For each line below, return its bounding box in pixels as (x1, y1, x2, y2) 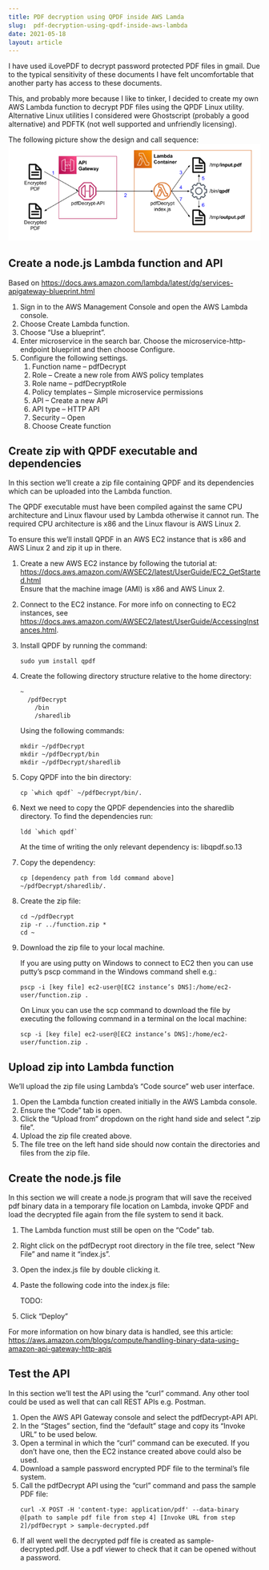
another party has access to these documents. (8, 79, 163, 88)
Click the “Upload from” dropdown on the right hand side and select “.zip (19, 1114, 261, 1124)
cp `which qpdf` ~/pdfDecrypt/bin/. (19, 789, 143, 797)
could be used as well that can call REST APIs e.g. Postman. (8, 1397, 207, 1407)
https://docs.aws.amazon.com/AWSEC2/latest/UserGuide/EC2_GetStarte (19, 567, 261, 577)
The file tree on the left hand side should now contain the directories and (19, 1140, 260, 1149)
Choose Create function (31, 421, 111, 430)
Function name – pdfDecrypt (31, 361, 126, 371)
